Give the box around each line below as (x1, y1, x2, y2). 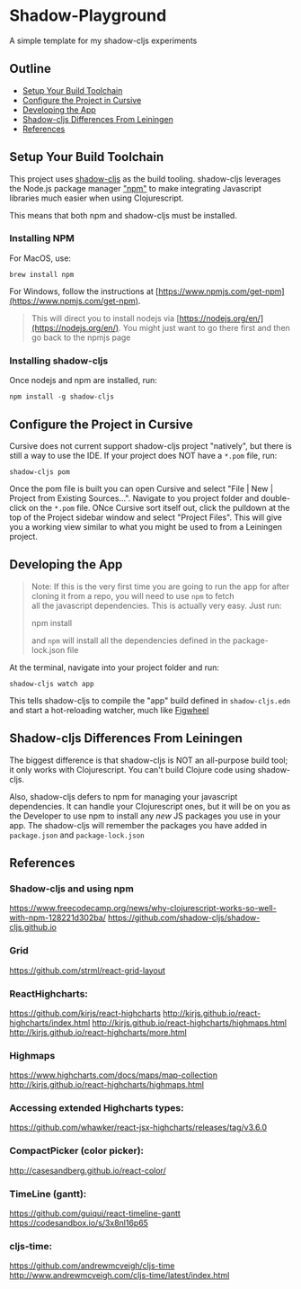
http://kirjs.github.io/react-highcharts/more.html (9, 1026, 187, 1037)
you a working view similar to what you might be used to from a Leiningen (9, 521, 283, 532)
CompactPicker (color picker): (9, 1144, 145, 1157)
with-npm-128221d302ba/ (9, 912, 106, 923)
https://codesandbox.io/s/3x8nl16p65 (9, 1218, 148, 1229)
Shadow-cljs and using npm (9, 882, 135, 895)
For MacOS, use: (9, 253, 72, 264)
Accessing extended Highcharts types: (9, 1102, 184, 1114)
